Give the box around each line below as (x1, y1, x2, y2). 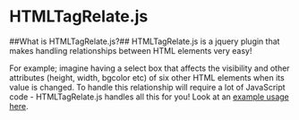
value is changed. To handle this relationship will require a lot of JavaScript (9, 81, 286, 92)
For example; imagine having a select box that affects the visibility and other (9, 63, 290, 73)
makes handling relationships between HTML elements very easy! (9, 45, 252, 56)
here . (9, 100, 29, 111)
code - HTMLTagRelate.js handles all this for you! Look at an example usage (9, 91, 289, 102)
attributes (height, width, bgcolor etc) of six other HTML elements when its (9, 72, 285, 82)
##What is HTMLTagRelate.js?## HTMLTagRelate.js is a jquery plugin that (9, 36, 280, 47)
